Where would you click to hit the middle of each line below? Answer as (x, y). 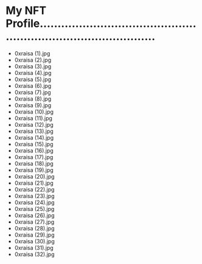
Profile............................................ (101, 23)
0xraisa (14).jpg (34, 137)
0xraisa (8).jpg (33, 99)
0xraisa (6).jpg (33, 85)
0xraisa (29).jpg (34, 235)
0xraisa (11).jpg (33, 118)
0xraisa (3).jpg (33, 66)
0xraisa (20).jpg (35, 176)
